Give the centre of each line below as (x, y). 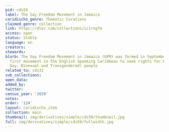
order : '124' (19, 103)
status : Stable (21, 38)
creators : (16, 47)
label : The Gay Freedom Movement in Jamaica (53, 15)
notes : (12, 98)
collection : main (23, 113)
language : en (19, 43)
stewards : (16, 52)
